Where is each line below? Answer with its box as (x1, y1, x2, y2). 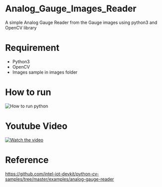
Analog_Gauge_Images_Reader (5, 3, 137, 14)
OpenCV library (5, 24, 37, 30)
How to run (5, 87, 52, 98)
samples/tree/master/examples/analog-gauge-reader (5, 176, 114, 182)
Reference (5, 154, 49, 166)
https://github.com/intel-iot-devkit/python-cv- (5, 171, 99, 177)
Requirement (5, 42, 59, 54)
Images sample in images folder (12, 69, 78, 75)
